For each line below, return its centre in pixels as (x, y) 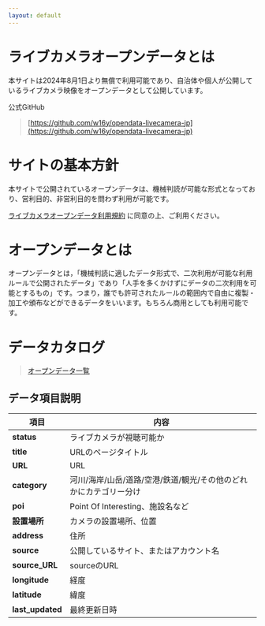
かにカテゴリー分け (105, 492)
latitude (27, 594)
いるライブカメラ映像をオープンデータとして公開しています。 (108, 90)
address (28, 535)
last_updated (37, 609)
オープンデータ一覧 (58, 371)
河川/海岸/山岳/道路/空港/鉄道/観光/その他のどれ (159, 480)
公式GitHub (26, 106)
